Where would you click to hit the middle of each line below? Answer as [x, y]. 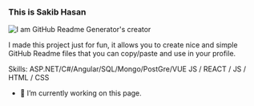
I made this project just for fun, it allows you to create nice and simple [123, 45]
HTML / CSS [29, 78]
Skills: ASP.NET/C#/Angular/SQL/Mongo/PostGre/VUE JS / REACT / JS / [127, 69]
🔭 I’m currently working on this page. [81, 93]
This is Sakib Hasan [47, 12]
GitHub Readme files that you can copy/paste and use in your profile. [122, 54]
